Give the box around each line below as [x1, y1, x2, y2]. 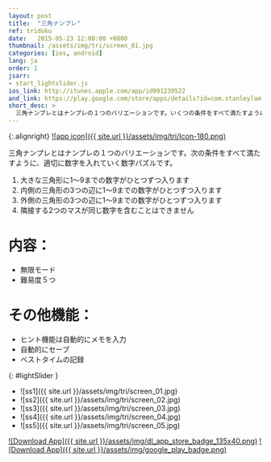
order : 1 [8, 65, 38, 73]
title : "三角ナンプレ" [8, 19, 81, 27]
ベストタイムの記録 [19, 354, 85, 364]
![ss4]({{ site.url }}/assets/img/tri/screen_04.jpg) [19, 412, 181, 422]
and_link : [8, 94, 42, 102]
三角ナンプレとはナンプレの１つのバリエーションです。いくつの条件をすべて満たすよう [15, 110, 261, 118]
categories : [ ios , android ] [8, 49, 103, 57]
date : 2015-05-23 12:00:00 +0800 [8, 34, 128, 43]
